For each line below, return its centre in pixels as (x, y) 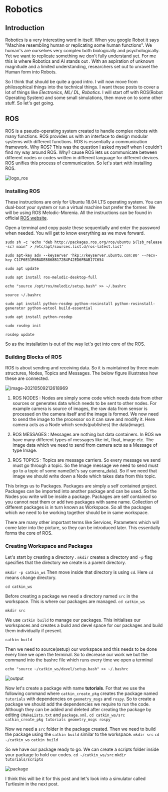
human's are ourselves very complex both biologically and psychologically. (82, 51)
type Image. (25, 450)
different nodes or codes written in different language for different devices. (82, 157)
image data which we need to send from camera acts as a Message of (85, 445)
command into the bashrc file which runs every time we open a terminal (79, 660)
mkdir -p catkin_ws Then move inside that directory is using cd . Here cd (79, 572)
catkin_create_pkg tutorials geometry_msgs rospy (58, 720)
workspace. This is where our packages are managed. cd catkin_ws (75, 601)
